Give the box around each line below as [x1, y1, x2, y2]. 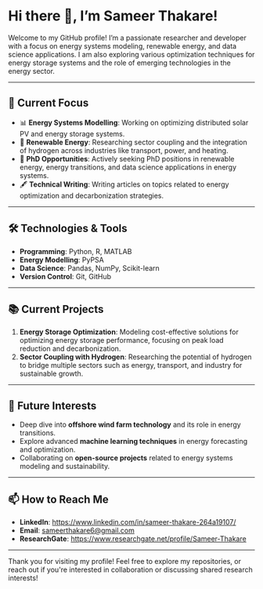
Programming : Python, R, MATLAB [19, 246, 132, 256]
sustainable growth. [19, 369, 84, 379]
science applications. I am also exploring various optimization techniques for [8, 49, 255, 59]
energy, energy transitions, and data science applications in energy [19, 162, 237, 172]
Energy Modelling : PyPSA [19, 255, 104, 264]
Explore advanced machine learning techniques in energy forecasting [19, 437, 248, 446]
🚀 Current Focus [8, 96, 89, 110]
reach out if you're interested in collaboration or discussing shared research [8, 565, 253, 574]
